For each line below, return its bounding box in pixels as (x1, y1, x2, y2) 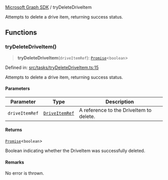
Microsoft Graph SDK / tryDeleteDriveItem (5, 4, 92, 10)
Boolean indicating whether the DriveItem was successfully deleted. (5, 147, 145, 154)
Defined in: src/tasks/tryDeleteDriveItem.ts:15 (5, 64, 99, 70)
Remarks (5, 159, 24, 165)
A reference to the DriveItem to (79, 106, 151, 113)
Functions (5, 28, 37, 37)
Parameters (5, 85, 30, 91)
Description (105, 98, 134, 105)
